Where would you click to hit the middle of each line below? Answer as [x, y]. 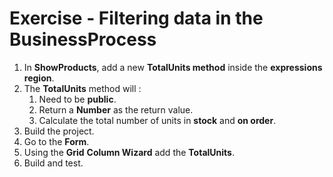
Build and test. [53, 163]
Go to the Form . [56, 141]
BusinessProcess [83, 39]
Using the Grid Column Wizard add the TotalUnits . [129, 152]
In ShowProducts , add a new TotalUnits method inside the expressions [173, 67]
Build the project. [59, 131]
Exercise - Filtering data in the [136, 18]
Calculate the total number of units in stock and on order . [157, 120]
